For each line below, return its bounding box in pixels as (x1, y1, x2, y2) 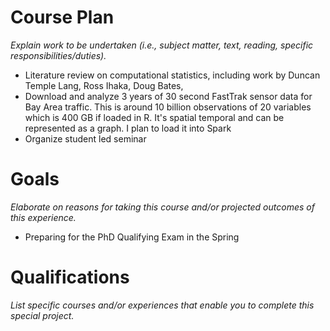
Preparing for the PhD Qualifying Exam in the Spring (24, 231, 240, 243)
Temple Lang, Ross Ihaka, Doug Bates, (24, 79, 184, 91)
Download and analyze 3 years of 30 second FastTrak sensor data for (24, 90, 313, 102)
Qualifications (10, 266, 130, 289)
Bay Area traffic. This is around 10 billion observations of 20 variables (24, 101, 312, 113)
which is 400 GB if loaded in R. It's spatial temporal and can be (24, 111, 285, 123)
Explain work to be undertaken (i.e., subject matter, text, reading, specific (10, 39, 314, 51)
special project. (10, 309, 75, 321)
